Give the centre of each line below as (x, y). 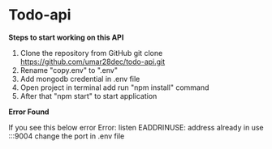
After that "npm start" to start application (89, 96)
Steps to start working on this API (66, 37)
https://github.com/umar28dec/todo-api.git (93, 62)
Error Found (29, 112)
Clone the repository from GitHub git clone (91, 53)
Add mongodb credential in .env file (80, 79)
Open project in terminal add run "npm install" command (114, 87)
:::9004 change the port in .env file (67, 136)
